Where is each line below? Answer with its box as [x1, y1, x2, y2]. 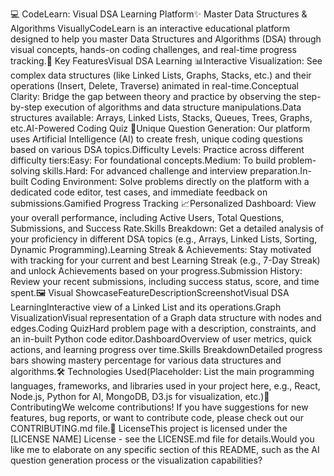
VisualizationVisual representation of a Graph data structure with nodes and [10, 312, 322, 323]
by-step [10, 101, 43, 113]
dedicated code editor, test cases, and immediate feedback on [10, 186, 268, 198]
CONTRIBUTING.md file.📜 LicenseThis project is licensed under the [10, 423, 288, 434]
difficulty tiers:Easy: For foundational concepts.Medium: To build [10, 154, 277, 166]
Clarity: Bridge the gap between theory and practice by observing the [10, 91, 297, 102]
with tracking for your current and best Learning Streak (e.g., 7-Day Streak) [10, 254, 321, 266]
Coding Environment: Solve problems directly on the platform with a [30, 176, 310, 187]
